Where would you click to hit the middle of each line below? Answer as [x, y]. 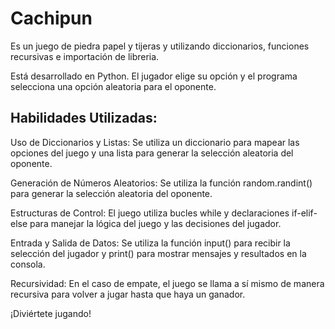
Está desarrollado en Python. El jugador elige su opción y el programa [154, 76]
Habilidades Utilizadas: [84, 118]
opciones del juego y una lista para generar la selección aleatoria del [152, 153]
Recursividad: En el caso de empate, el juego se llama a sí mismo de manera [167, 283]
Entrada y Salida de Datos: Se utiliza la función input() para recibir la [150, 243]
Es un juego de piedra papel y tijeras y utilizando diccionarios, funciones [160, 46]
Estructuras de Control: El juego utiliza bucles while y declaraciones [150, 213]
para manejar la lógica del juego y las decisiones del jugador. [155, 223]
